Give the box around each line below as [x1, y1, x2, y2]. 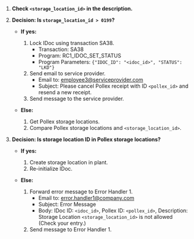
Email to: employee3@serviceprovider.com [38, 77, 144, 83]
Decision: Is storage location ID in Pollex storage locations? [11, 136, 161, 143]
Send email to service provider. [29, 70, 106, 77]
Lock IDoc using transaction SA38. [29, 40, 115, 46]
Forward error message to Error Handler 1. [29, 188, 133, 195]
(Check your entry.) [38, 219, 86, 227]
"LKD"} [38, 65, 55, 71]
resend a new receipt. [38, 89, 92, 95]
